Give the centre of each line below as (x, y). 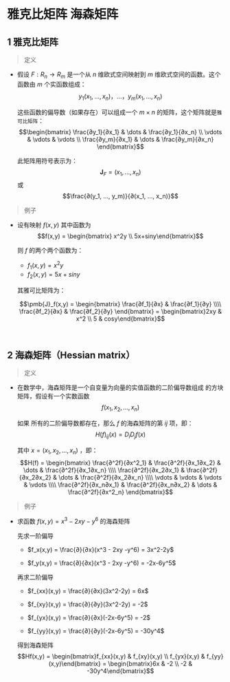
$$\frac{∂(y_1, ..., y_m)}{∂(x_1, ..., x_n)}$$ (120, 196)
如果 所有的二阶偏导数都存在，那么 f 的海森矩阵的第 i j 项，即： (105, 423)
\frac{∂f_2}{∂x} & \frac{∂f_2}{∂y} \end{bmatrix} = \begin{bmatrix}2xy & (120, 311)
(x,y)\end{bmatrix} (74, 663)
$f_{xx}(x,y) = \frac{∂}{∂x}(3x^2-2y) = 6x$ (88, 590)
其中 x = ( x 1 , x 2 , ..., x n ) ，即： (57, 451)
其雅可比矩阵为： (41, 290)
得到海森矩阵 (35, 645)
